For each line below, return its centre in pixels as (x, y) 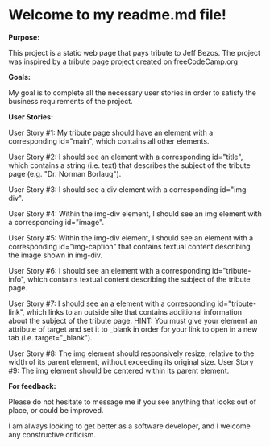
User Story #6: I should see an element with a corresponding (110, 270)
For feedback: (32, 386)
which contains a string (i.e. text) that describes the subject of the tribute (130, 165)
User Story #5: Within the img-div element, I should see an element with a (131, 238)
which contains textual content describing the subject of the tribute (139, 279)
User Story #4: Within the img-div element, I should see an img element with (135, 213)
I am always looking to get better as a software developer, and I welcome (130, 426)
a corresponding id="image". (56, 222)
